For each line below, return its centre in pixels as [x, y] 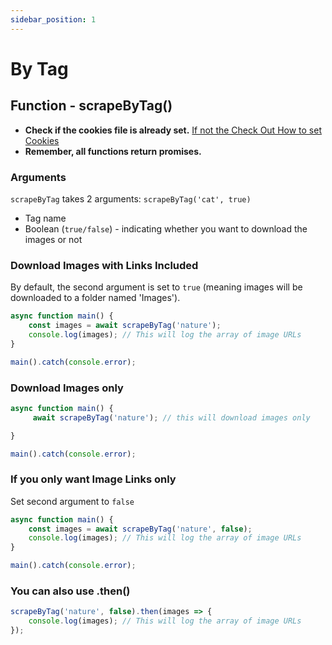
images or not [53, 239]
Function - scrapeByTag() [91, 106]
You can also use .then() [70, 591]
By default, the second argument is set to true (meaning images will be [156, 287]
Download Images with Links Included [104, 265]
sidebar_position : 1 [53, 19]
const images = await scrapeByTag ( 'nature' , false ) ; [140, 529]
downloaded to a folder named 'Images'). [95, 298]
